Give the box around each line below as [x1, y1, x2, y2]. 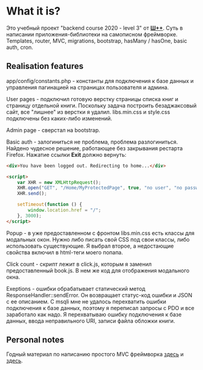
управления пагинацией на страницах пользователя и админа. [6, 84, 169, 91]
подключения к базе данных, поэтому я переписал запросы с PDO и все [6, 304, 195, 311]
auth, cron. [6, 44, 33, 51]
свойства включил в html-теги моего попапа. [6, 248, 123, 256]
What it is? [6, 4, 61, 18]
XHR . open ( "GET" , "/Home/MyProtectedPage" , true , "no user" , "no [17, 185, 182, 191]
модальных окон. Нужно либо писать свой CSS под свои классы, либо [6, 236, 190, 243]
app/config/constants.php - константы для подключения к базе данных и [6, 77, 194, 84]
